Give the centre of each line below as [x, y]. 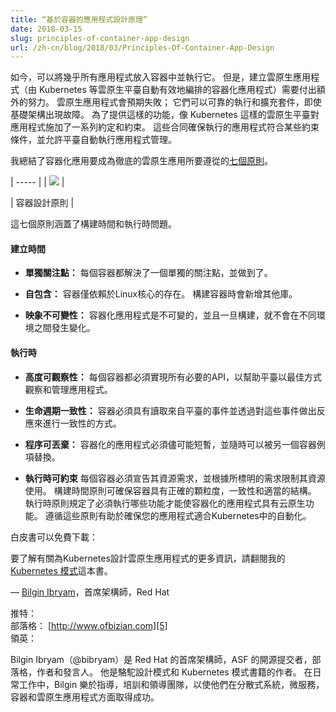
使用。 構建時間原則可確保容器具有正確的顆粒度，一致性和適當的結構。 [170, 490]
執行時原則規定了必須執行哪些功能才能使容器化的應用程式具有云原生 [165, 503]
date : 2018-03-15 [46, 29]
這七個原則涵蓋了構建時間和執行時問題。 [93, 224]
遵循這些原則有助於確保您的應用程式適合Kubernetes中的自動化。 [178, 515]
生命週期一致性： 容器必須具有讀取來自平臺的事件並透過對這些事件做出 [170, 410]
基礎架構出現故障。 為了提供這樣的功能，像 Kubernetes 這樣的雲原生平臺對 [165, 115]
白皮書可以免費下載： [54, 537]
